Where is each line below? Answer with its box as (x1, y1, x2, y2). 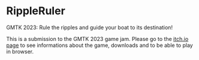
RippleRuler (6, 4, 66, 18)
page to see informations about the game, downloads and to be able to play (6, 42, 193, 49)
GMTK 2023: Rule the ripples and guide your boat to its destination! (6, 24, 173, 31)
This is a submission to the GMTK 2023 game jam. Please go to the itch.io (6, 35, 189, 42)
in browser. (6, 48, 34, 55)
